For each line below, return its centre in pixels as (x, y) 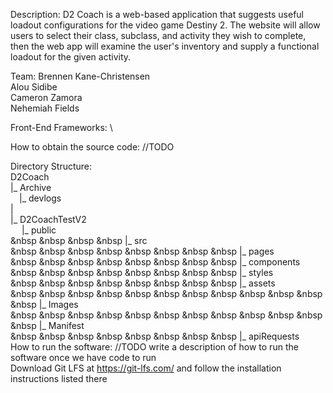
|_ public (39, 230)
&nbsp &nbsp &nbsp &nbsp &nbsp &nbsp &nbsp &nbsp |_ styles (142, 272)
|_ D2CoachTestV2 (48, 219)
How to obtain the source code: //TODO (92, 147)
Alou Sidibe (34, 87)
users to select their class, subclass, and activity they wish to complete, (158, 35)
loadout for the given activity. (71, 57)
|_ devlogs (40, 198)
